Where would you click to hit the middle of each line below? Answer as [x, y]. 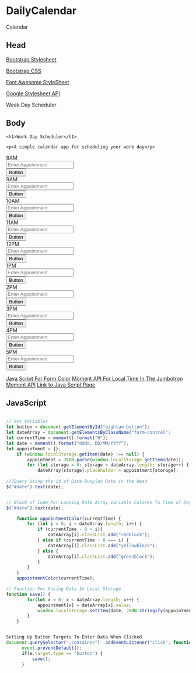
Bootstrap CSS [24, 71]
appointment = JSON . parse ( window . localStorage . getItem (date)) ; [105, 460]
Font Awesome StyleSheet [38, 82]
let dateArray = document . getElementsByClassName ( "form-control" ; [88, 433]
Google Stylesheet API [33, 93]
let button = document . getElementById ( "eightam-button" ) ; [78, 427]
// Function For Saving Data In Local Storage [64, 589]
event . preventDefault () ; [52, 648]
